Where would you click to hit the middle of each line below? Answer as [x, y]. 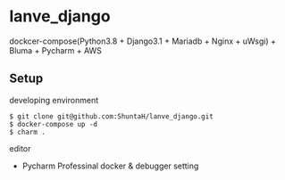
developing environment [54, 100]
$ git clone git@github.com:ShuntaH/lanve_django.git [112, 116]
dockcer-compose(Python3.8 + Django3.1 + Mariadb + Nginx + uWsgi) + [143, 41]
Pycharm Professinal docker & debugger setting [110, 166]
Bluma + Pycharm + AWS [56, 50]
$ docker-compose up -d [54, 124]
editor [20, 148]
